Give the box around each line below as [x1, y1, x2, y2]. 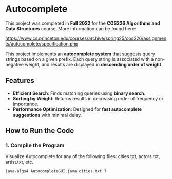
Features [5, 76, 34, 85]
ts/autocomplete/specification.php [5, 40, 79, 47]
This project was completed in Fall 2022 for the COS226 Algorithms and [5, 20, 160, 26]
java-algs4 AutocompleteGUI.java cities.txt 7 [5, 169, 107, 174]
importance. [12, 101, 39, 107]
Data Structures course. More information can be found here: [5, 25, 136, 31]
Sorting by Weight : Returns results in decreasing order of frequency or [12, 95, 164, 101]
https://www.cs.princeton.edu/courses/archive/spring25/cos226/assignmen [5, 35, 167, 41]
